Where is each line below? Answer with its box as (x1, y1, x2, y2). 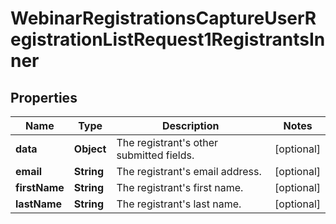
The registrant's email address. (116, 165, 262, 178)
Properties (10, 89, 78, 106)
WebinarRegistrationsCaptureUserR (10, 7, 317, 30)
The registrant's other (116, 136, 219, 149)
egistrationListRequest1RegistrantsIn (10, 28, 326, 51)
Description (162, 119, 220, 132)
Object (73, 142, 107, 156)
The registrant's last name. (116, 197, 242, 211)
